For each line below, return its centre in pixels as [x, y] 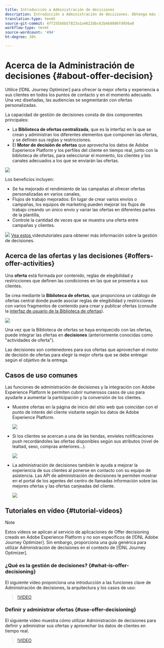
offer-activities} [30, 263]
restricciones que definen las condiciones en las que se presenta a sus [76, 280]
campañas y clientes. [33, 225]
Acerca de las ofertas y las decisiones [64, 256]
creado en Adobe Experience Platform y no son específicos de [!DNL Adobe [82, 537]
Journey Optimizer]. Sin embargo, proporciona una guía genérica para [76, 543]
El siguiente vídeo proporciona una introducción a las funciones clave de [78, 582]
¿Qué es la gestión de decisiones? [46, 566]
